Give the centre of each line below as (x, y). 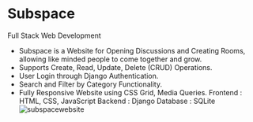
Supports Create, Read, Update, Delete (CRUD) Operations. (115, 67)
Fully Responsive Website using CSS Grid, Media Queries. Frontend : (130, 92)
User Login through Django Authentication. (89, 76)
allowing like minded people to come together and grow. (110, 59)
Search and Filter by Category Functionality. (91, 84)
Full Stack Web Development (55, 35)
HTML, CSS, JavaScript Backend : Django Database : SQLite (117, 101)
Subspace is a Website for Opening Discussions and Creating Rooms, (132, 50)
